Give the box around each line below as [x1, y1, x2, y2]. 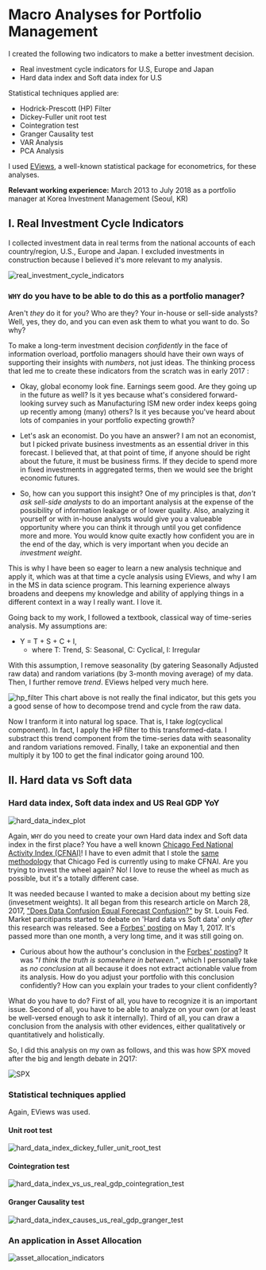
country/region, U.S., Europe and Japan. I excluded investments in [8, 246, 225, 256]
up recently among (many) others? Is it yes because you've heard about [19, 407, 256, 417]
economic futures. [19, 473, 80, 483]
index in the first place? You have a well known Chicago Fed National [8, 839, 233, 849]
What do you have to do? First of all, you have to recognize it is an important [8, 996, 258, 1005]
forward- [209, 390, 238, 400]
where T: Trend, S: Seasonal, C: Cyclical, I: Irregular [31, 645, 201, 655]
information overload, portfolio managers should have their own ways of [8, 349, 245, 359]
